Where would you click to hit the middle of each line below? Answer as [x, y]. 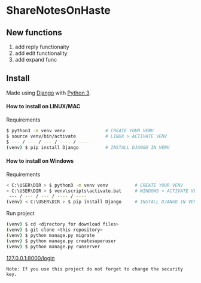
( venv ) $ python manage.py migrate [51, 235]
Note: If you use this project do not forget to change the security [95, 269]
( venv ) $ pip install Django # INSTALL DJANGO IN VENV [88, 147]
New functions [34, 33]
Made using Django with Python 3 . [49, 93]
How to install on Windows [40, 161]
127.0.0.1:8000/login [31, 258]
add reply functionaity [42, 47]
